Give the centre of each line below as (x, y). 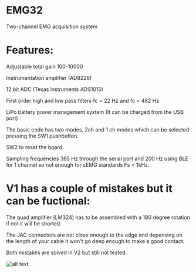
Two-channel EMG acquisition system (52, 26)
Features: (30, 50)
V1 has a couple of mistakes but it (89, 189)
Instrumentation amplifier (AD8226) (49, 77)
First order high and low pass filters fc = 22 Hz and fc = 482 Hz (83, 100)
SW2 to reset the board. (35, 147)
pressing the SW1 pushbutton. (43, 136)
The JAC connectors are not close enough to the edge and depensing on (94, 235)
